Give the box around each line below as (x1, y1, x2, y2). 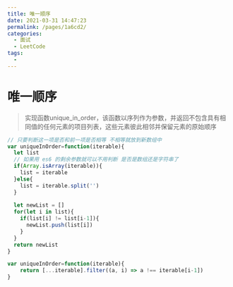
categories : (7, 30, 42, 37)
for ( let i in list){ (13, 209, 74, 216)
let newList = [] (13, 202, 65, 209)
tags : (7, 50, 23, 57)
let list (13, 149, 40, 157)
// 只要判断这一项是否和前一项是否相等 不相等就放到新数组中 (7, 136, 162, 143)
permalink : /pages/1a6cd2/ (7, 23, 87, 30)
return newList (13, 241, 59, 248)
